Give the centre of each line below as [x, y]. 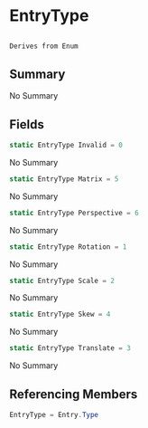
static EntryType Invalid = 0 [66, 146]
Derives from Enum [44, 46]
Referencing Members [74, 394]
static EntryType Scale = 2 [62, 281]
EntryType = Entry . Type [54, 415]
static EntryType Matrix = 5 [64, 179]
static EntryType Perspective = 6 [74, 213]
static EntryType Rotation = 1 [68, 247]
